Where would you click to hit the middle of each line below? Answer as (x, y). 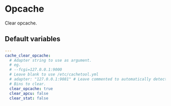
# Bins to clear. (28, 84)
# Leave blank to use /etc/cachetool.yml (54, 74)
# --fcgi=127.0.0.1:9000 (36, 70)
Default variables (33, 39)
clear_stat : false (29, 98)
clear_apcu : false (29, 93)
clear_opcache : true (31, 89)
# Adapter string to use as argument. (51, 60)
